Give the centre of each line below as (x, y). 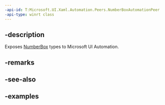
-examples (22, 96)
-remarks (20, 62)
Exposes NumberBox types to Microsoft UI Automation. (62, 47)
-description (25, 35)
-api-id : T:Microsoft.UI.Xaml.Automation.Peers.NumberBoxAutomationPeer (82, 10)
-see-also (20, 80)
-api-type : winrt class (30, 14)
